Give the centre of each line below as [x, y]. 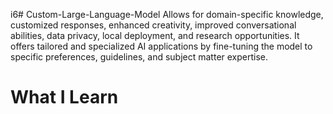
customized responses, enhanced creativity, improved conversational [153, 25]
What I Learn [64, 97]
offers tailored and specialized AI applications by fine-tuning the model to [161, 46]
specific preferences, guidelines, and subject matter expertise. [139, 57]
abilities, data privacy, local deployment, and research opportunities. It [155, 35]
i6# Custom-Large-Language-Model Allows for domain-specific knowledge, [167, 14]
